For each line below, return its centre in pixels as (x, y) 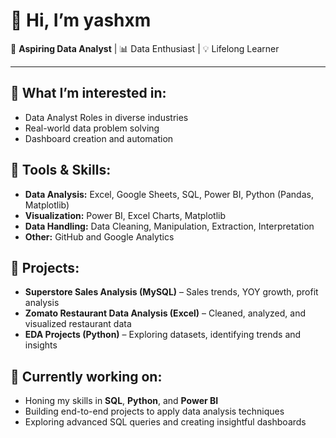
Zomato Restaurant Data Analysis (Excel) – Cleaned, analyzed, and (165, 313)
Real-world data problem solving (92, 128)
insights (41, 345)
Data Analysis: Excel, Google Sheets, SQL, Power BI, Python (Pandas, (169, 194)
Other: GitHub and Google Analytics (99, 236)
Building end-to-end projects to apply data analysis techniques (154, 411)
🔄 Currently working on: (86, 376)
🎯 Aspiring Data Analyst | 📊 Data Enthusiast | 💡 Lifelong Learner (145, 48)
